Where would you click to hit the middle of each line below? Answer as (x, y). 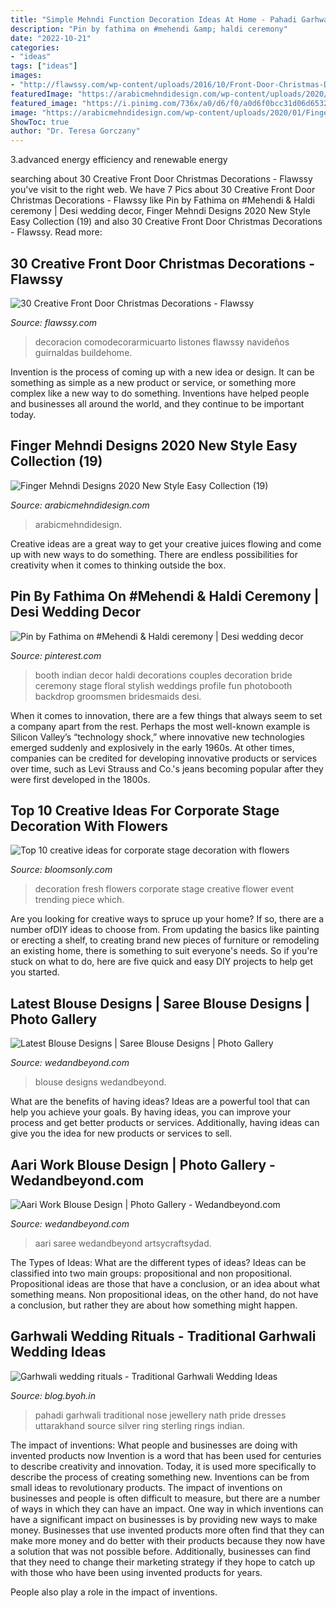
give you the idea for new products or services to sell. (121, 1133)
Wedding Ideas (58, 1352)
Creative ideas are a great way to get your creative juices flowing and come (166, 543)
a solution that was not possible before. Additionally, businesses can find (160, 1551)
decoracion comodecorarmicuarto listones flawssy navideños (162, 342)
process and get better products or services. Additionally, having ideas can (165, 1123)
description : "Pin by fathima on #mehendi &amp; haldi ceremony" (149, 29)
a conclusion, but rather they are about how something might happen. (154, 1305)
